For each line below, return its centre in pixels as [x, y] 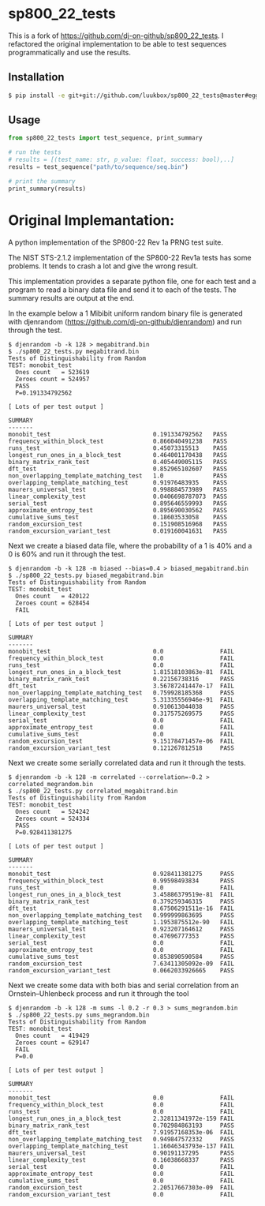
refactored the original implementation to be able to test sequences [118, 43]
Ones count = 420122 [52, 596]
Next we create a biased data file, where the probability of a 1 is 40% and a [130, 545]
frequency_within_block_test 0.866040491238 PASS [118, 441]
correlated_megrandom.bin [50, 784]
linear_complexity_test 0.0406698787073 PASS [118, 496]
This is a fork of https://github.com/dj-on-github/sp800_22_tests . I [116, 36]
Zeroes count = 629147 [52, 1043]
